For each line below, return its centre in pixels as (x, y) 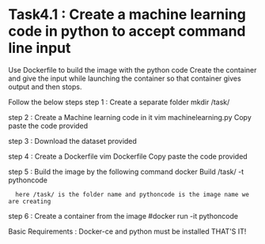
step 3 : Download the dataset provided (72, 141)
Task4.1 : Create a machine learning (127, 15)
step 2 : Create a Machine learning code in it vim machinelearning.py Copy (130, 117)
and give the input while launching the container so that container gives (125, 78)
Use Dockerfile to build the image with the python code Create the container (132, 69)
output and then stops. (45, 86)
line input (40, 48)
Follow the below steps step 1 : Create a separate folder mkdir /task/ (119, 102)
